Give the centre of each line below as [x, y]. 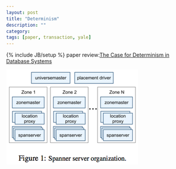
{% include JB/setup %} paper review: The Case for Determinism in [88, 55]
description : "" [26, 25]
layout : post [22, 12]
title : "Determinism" [33, 19]
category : [18, 31]
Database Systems [29, 61]
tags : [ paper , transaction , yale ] [49, 38]
